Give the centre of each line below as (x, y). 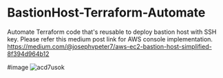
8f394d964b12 (28, 54)
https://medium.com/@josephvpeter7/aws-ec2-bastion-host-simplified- (109, 46)
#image (18, 67)
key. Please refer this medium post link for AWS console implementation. (110, 39)
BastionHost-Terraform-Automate (106, 13)
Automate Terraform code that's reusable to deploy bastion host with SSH (112, 32)
